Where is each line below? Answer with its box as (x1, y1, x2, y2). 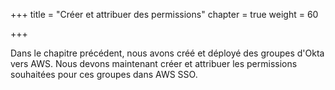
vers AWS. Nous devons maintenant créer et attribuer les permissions (10, 58, 298, 69)
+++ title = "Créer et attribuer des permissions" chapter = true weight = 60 (10, 9, 319, 20)
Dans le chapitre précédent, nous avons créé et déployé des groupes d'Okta (10, 47, 325, 59)
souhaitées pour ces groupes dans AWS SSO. (10, 69, 198, 80)
